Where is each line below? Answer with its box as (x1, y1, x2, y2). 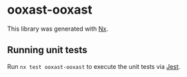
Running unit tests (7, 44, 88, 56)
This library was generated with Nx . (7, 25, 108, 33)
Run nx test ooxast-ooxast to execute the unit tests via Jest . (7, 62, 181, 70)
